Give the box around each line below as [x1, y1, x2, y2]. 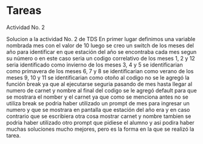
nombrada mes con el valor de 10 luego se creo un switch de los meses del [6, 42, 195, 49]
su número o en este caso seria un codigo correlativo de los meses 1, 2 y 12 [6, 54, 195, 62]
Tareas [6, 4, 42, 18]
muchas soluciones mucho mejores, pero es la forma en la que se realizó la [6, 125, 195, 133]
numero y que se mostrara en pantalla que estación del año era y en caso [6, 106, 190, 113]
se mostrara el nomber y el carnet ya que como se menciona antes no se [6, 93, 189, 100]
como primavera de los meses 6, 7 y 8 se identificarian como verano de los [6, 67, 194, 74]
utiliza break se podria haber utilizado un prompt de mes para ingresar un [6, 99, 190, 106]
